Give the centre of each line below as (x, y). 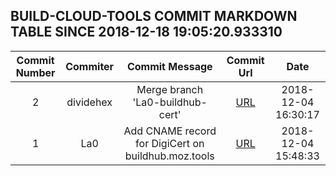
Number (35, 72)
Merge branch (170, 89)
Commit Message (169, 66)
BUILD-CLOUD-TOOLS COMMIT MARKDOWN (154, 16)
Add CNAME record (170, 131)
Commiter (90, 66)
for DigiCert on (170, 143)
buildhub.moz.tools (169, 156)
